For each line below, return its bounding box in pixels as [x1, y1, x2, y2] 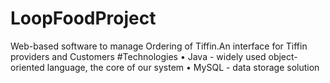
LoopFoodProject [10, 7, 157, 30]
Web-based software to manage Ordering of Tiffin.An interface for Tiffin [10, 40, 308, 52]
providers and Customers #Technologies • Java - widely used [10, 50, 267, 62]
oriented [10, 61, 45, 73]
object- [268, 50, 298, 62]
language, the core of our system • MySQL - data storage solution [46, 61, 320, 73]
